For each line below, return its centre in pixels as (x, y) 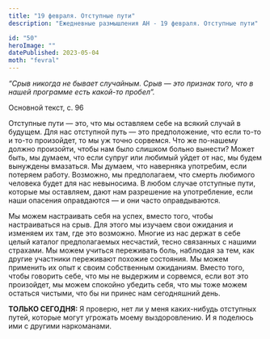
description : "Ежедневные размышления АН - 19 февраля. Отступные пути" (133, 23)
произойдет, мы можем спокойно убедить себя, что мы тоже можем (128, 285)
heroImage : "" (32, 45)
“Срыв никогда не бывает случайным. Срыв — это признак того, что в (131, 83)
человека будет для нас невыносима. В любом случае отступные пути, (132, 183)
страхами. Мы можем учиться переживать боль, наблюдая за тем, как (131, 250)
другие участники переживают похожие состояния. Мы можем (118, 259)
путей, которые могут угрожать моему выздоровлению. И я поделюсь (131, 317)
